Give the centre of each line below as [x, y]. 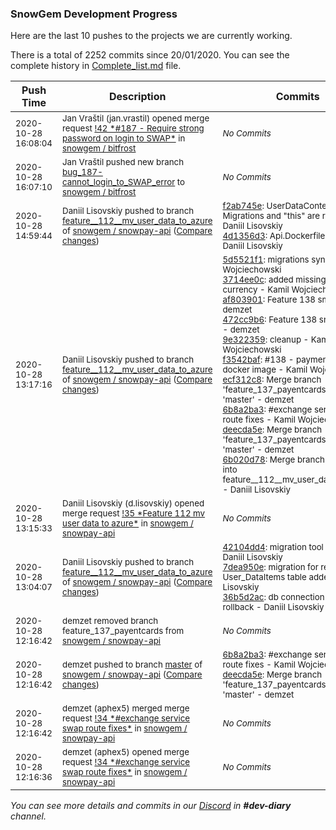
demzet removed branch [110, 621]
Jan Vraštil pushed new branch [123, 162]
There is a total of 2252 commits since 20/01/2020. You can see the [150, 55]
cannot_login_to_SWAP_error [119, 182]
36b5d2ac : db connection [273, 597]
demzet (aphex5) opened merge [126, 752]
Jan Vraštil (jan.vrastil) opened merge [136, 118]
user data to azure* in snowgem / [128, 523]
